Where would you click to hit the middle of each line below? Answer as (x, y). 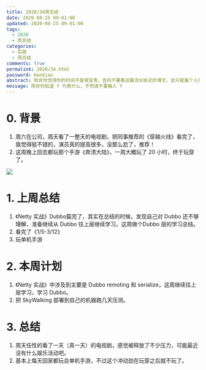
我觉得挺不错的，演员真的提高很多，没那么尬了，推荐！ (85, 144)
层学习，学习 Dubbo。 (43, 292)
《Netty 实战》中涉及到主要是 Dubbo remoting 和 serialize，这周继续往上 (106, 284)
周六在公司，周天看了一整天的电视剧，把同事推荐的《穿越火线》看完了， (106, 136)
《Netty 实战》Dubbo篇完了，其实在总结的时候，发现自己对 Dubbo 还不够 (107, 216)
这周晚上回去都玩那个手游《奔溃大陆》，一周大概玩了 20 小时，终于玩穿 (105, 152)
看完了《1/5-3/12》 (39, 231)
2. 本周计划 (34, 267)
